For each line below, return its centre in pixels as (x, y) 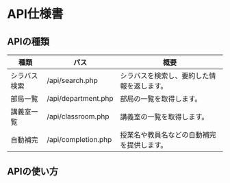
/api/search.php (72, 81)
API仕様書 (35, 14)
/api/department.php (80, 98)
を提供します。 (143, 145)
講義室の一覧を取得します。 (164, 117)
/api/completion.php (79, 139)
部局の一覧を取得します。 (161, 99)
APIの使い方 (33, 172)
